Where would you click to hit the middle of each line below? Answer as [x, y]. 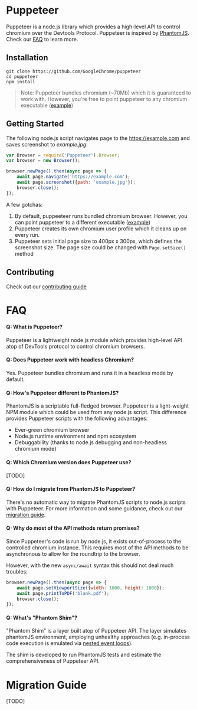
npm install [21, 82]
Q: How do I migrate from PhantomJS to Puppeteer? [71, 489]
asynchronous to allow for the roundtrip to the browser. [73, 553]
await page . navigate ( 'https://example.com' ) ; [74, 177]
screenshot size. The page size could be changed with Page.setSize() [100, 247]
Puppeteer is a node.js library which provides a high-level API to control [93, 27]
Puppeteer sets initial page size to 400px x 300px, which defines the [98, 241]
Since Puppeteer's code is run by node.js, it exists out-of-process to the [94, 541]
